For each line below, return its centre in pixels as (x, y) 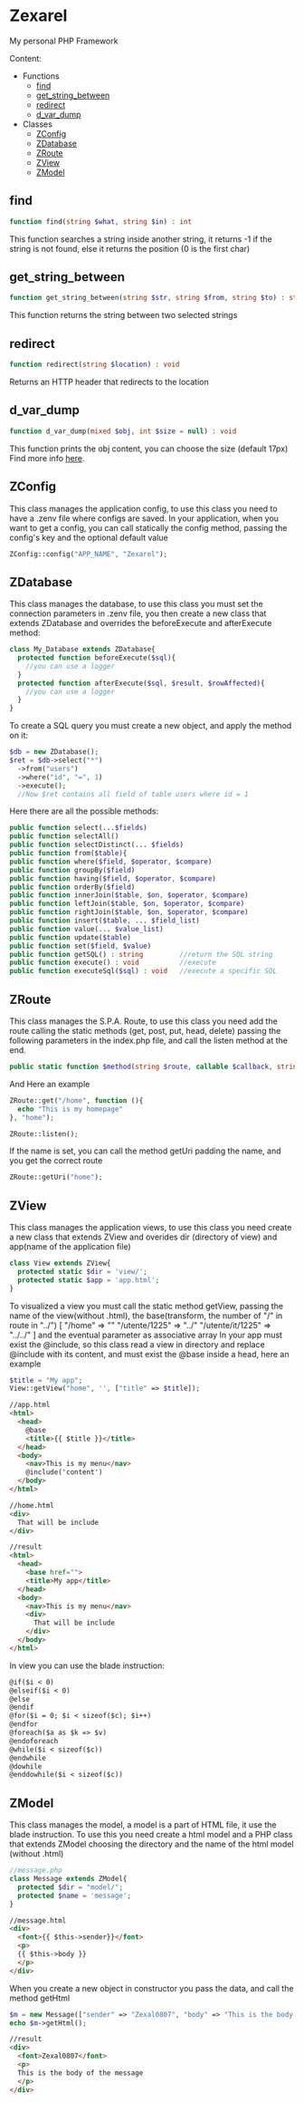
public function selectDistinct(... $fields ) (96, 845)
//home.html (32, 1505)
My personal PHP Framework (64, 41)
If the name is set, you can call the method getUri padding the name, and (145, 1151)
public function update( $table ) (70, 937)
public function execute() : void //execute (113, 963)
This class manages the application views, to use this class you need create (151, 1228)
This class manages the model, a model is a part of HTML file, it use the (143, 1825)
